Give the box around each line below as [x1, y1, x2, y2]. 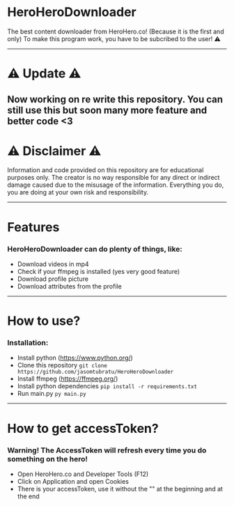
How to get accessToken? [7, 420, 159, 436]
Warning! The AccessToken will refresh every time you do [7, 445, 207, 455]
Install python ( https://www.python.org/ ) [17, 353, 134, 362]
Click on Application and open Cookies [17, 477, 129, 485]
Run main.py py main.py [17, 390, 86, 398]
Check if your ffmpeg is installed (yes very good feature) [17, 267, 180, 275]
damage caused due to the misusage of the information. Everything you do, [7, 181, 224, 189]
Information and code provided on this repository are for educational [7, 166, 204, 174]
